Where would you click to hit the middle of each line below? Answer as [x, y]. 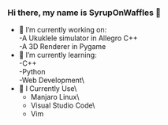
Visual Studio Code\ [63, 105]
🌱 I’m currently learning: [58, 55]
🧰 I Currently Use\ [48, 89]
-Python [32, 72]
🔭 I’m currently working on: [63, 30]
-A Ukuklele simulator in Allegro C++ [78, 38]
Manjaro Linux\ [55, 97]
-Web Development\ [51, 80]
